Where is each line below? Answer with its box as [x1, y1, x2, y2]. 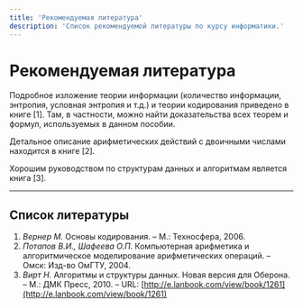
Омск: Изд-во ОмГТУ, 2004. [22, 260, 131, 271]
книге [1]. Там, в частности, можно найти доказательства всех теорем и [9, 109, 289, 120]
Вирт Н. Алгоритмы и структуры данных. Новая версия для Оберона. [22, 269, 290, 280]
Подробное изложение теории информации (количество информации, [9, 90, 282, 101]
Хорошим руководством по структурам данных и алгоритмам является [9, 163, 288, 174]
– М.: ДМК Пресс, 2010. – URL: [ [22, 279, 144, 290]
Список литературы [9, 207, 129, 222]
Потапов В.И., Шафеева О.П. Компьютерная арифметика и [22, 240, 250, 252]
